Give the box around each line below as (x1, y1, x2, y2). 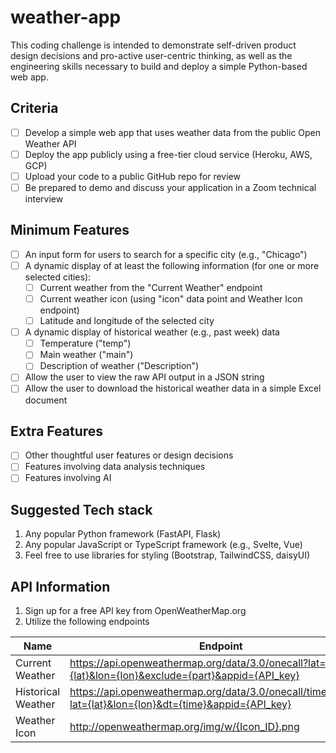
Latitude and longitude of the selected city (39, 315, 215, 327)
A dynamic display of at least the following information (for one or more (24, 259, 320, 271)
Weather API (24, 137, 77, 150)
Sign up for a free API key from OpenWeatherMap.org (24, 605, 247, 617)
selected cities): (24, 271, 92, 283)
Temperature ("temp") (39, 337, 132, 350)
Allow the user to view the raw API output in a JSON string (24, 371, 265, 383)
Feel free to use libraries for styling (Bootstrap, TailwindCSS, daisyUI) (24, 549, 311, 561)
